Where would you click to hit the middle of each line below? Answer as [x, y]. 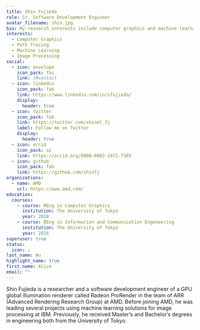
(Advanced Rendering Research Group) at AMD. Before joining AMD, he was [100, 301]
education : [20, 194]
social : [16, 61]
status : [16, 244]
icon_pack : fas [36, 73]
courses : [22, 200]
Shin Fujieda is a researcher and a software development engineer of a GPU [99, 289]
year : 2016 [35, 233]
